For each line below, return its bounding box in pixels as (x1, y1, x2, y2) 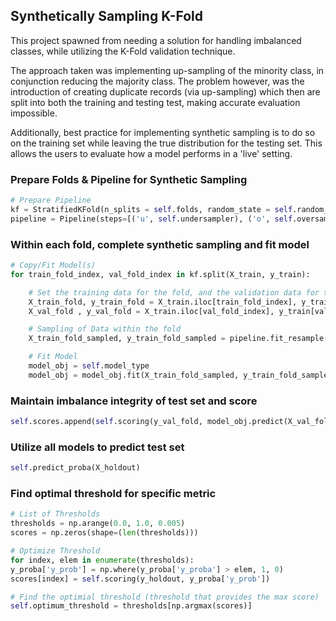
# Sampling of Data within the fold (28, 324, 182, 334)
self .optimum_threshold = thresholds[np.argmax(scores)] (10, 601, 253, 611)
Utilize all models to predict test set (10, 440, 185, 454)
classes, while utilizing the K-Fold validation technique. (10, 45, 236, 57)
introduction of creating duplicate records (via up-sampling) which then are (10, 85, 321, 98)
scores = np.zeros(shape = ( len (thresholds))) (10, 528, 199, 538)
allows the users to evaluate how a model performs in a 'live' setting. (10, 147, 293, 159)
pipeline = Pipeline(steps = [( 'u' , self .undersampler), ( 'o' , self (10, 214, 293, 224)
